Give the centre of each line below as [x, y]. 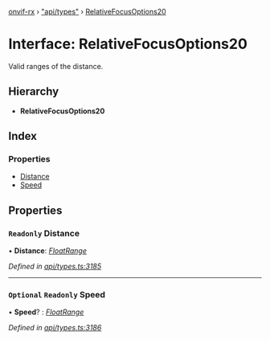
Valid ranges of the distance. [56, 66]
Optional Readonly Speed [57, 295]
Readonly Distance [44, 233]
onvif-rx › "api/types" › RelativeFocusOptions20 [87, 12]
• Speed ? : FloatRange [46, 312]
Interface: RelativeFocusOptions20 [128, 44]
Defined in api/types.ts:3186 [55, 328]
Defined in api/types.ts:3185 [55, 266]
